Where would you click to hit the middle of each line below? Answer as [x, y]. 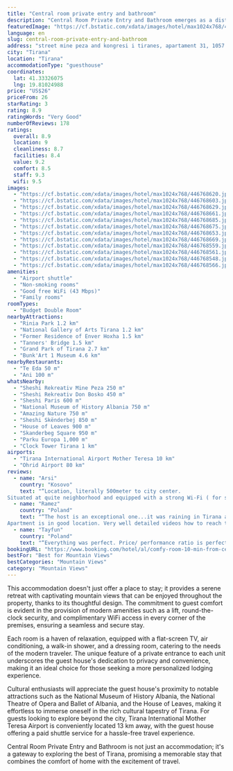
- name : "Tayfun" [38, 529]
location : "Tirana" [35, 59]
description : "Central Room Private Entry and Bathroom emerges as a [110, 20]
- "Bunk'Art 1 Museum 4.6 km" [57, 356]
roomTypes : [23, 304]
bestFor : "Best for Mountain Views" [60, 556]
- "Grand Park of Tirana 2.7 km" [62, 349]
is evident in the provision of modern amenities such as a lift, [94, 610]
